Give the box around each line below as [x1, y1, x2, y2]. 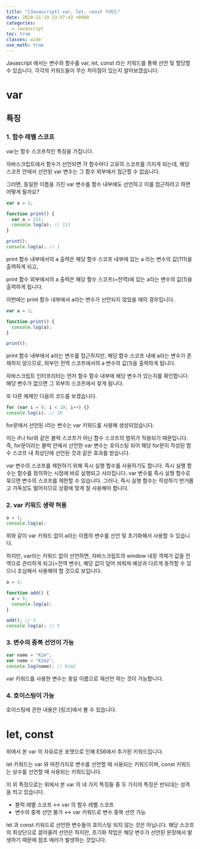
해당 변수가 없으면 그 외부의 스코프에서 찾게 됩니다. [6, 380, 124, 387]
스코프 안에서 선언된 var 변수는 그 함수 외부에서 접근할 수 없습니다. [6, 168, 161, 175]
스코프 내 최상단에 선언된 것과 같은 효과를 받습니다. [12, 450, 130, 456]
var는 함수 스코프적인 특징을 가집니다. [6, 147, 94, 154]
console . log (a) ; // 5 [6, 623, 60, 629]
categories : [6, 20, 36, 26]
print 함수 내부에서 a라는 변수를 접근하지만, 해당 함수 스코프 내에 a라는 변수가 [6, 352, 186, 359]
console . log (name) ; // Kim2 [6, 663, 76, 669]
